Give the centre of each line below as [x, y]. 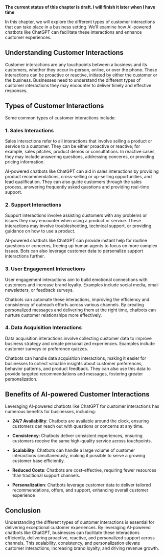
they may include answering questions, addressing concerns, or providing [80, 157]
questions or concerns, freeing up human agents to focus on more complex [81, 246]
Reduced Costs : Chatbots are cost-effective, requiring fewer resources [84, 470]
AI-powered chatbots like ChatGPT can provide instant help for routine [76, 241]
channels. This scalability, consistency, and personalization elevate [73, 543]
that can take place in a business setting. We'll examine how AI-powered [78, 27]
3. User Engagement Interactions [45, 269]
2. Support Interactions [33, 205]
